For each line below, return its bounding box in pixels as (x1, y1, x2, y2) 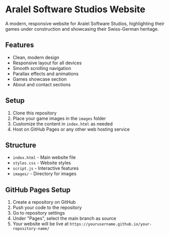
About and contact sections (12, 81, 71, 87)
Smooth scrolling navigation (12, 65, 71, 71)
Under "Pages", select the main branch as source (12, 216, 117, 222)
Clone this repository (12, 110, 57, 116)
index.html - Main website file (12, 154, 76, 160)
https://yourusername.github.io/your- (69, 222, 152, 227)
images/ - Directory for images (12, 171, 77, 177)
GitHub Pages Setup (5, 185, 71, 194)
